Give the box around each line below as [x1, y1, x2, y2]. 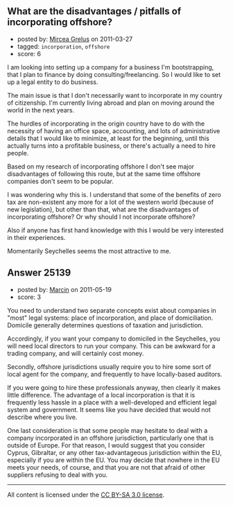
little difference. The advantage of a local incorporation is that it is [7, 391, 196, 399]
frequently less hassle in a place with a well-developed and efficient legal [7, 398, 217, 406]
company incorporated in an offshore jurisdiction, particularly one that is [7, 434, 214, 442]
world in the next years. [7, 105, 75, 114]
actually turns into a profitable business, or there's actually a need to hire [7, 142, 216, 150]
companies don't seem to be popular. [7, 177, 114, 185]
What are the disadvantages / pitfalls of [7, 6, 182, 17]
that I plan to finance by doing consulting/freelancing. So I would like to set [7, 70, 221, 78]
